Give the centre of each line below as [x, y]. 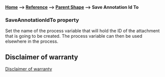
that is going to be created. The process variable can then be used [74, 36]
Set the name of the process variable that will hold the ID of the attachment [82, 31]
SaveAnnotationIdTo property [42, 20]
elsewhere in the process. [32, 41]
